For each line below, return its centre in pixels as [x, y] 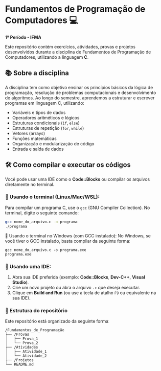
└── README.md [20, 365]
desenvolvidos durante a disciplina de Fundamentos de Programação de [78, 52]
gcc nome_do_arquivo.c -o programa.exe [46, 250]
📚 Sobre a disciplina [37, 73]
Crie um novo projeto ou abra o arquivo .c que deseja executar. [76, 287]
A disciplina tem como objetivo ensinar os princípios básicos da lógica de [79, 87]
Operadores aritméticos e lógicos [46, 117]
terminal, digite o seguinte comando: [42, 213]
